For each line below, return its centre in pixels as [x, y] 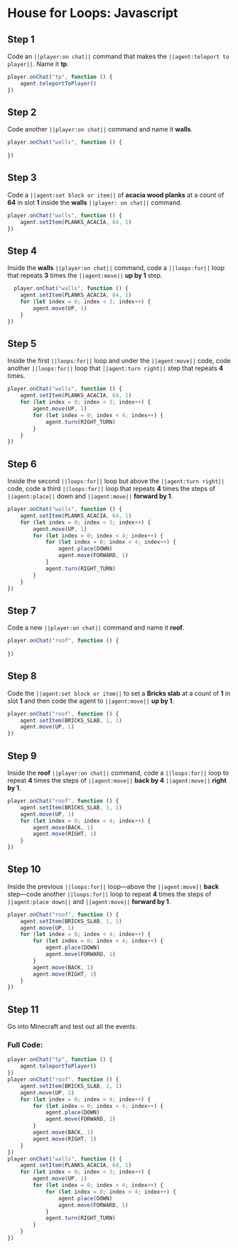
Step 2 [22, 113]
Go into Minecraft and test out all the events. [72, 1027]
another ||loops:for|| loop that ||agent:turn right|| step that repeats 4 [115, 368]
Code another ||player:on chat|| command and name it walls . [100, 129]
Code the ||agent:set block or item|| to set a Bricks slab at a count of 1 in [119, 693]
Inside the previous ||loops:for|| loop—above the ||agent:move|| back [113, 886]
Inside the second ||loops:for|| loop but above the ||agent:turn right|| [116, 481]
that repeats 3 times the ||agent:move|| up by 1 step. [85, 276]
